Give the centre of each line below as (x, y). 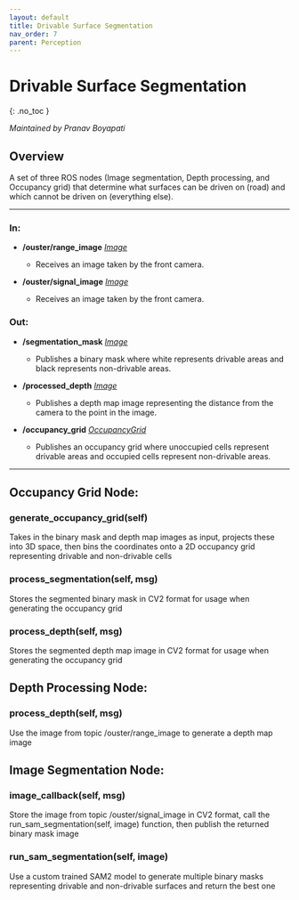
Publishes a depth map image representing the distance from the (154, 402)
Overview (37, 156)
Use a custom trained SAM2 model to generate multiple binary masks (137, 876)
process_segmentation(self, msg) (84, 580)
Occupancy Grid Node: (74, 492)
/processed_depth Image (69, 385)
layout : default (39, 17)
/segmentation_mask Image (75, 341)
